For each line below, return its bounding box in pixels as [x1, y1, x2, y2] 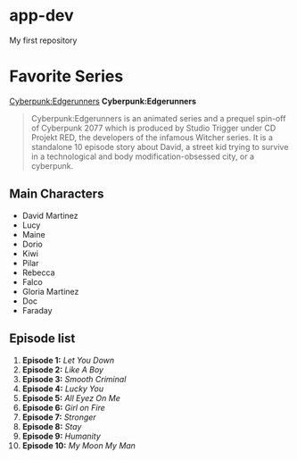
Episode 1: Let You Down [21, 355, 115, 365]
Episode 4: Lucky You [21, 383, 104, 394]
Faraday [21, 305, 53, 315]
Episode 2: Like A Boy [21, 364, 104, 375]
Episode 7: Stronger [21, 412, 96, 422]
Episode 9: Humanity [21, 431, 101, 441]
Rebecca [21, 267, 55, 278]
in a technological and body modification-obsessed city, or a [30, 151, 255, 162]
